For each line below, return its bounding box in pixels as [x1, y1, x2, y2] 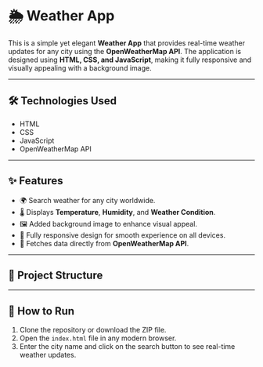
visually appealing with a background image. [8, 63, 152, 72]
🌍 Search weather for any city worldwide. [19, 195, 156, 205]
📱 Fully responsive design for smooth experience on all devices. [19, 230, 225, 240]
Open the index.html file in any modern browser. [19, 333, 177, 343]
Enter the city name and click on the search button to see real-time [19, 342, 236, 351]
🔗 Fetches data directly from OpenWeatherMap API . [19, 238, 189, 248]
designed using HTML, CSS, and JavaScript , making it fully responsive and [8, 55, 252, 64]
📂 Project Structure [8, 268, 103, 282]
